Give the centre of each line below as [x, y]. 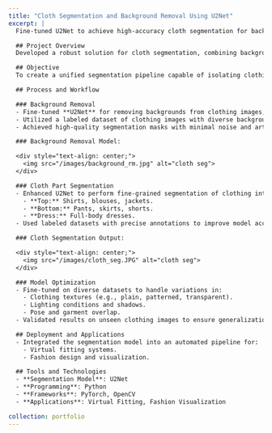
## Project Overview [50, 45]
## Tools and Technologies [61, 372]
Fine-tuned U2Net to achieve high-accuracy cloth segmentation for [132, 31]
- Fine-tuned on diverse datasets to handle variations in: [119, 290]
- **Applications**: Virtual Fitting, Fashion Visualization [121, 401]
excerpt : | [27, 23]
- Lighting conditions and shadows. [85, 305]
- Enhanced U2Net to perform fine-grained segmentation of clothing [134, 193]
